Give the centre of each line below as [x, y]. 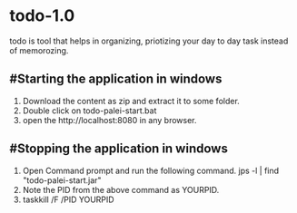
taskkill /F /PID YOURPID [69, 199]
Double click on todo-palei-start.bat [89, 111]
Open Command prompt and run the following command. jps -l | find [151, 170]
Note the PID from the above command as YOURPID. [121, 189]
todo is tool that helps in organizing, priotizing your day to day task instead [149, 41]
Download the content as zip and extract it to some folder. [131, 101]
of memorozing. [39, 50]
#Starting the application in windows [116, 79]
